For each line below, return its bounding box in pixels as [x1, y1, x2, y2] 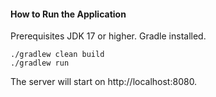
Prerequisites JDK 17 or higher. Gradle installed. [10, 30, 207, 42]
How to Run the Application [10, 8, 127, 20]
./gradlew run [10, 58, 70, 69]
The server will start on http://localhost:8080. [10, 76, 198, 88]
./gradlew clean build [10, 50, 105, 60]
